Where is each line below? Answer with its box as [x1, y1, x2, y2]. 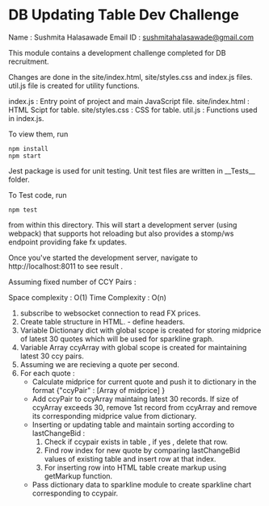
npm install [8, 144, 48, 153]
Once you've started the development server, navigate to [8, 253, 198, 262]
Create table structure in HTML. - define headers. [19, 316, 186, 326]
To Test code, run [8, 190, 67, 199]
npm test [8, 206, 38, 214]
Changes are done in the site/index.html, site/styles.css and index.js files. [8, 72, 253, 82]
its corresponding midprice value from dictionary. [32, 411, 197, 420]
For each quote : [19, 368, 75, 378]
